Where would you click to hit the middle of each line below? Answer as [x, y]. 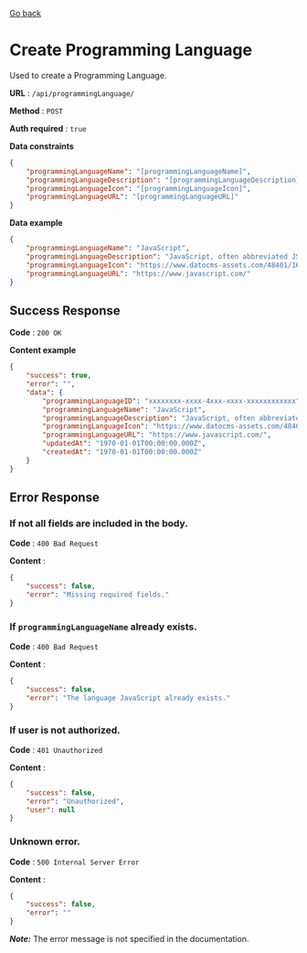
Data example [36, 223]
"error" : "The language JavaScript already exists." [128, 698]
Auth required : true [48, 128]
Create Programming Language [131, 50]
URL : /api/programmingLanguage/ [72, 93]
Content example [43, 350]
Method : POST [37, 111]
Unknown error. [45, 842]
